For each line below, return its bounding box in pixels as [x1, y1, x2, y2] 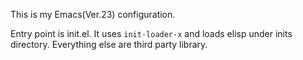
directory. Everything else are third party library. [10, 39, 208, 50]
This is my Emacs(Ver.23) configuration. [10, 9, 176, 20]
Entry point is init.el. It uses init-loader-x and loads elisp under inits [10, 28, 293, 39]
